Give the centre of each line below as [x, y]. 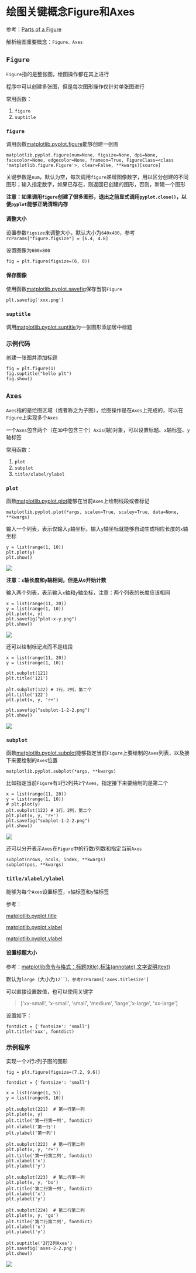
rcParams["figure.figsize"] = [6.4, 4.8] [57, 239]
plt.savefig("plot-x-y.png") [42, 619]
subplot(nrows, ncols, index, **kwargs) [56, 860]
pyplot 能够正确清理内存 [40, 204]
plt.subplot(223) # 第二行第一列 [45, 1178]
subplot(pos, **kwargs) [35, 865]
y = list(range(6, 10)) [35, 1098]
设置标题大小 [21, 953]
